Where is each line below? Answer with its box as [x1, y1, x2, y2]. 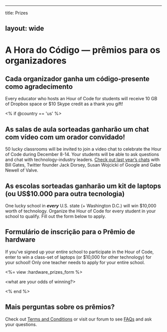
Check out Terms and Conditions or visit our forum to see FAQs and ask [5, 316, 152, 322]
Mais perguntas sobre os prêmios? [5, 303, 115, 312]
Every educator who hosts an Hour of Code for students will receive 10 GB [5, 96, 158, 102]
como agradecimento [5, 82, 73, 91]
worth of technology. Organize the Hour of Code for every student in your [5, 208, 156, 214]
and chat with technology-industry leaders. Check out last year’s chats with [5, 157, 160, 163]
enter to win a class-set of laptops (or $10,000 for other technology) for [5, 254, 152, 260]
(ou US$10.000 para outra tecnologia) [5, 189, 125, 198]
